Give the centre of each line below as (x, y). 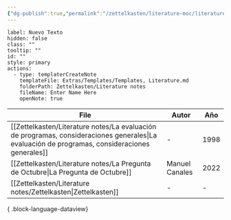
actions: (20, 68)
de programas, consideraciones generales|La (84, 135)
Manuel (179, 164)
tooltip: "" (24, 50)
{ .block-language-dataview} (48, 209)
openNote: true (41, 98)
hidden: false (27, 38)
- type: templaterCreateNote (55, 74)
